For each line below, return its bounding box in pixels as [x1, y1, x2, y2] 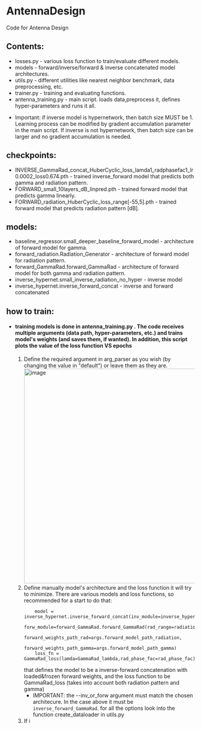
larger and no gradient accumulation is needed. [14, 133, 132, 140]
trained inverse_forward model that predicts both [74, 172, 194, 180]
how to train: [6, 306, 54, 316]
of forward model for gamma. [14, 244, 88, 252]
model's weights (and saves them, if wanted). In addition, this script [14, 336, 188, 343]
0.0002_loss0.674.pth [14, 172, 69, 180]
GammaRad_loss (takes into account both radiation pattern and [23, 679, 179, 686]
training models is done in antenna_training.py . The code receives [14, 323, 184, 330]
